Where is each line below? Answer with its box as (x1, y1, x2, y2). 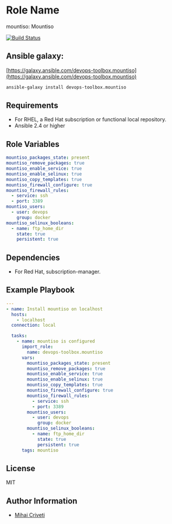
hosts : (11, 311, 27, 317)
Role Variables (6, 139, 59, 149)
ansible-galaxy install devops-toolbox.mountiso (6, 84, 127, 90)
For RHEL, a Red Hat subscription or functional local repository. (14, 116, 167, 123)
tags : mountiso (21, 447, 59, 453)
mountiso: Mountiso (6, 23, 54, 30)
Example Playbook (6, 285, 75, 295)
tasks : (11, 333, 27, 339)
